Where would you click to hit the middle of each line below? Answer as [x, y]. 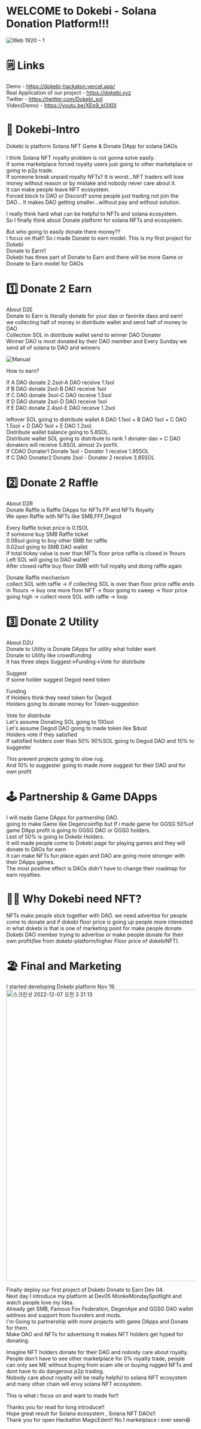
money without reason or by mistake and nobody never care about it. [91, 183]
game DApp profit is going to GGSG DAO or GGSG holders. [78, 830]
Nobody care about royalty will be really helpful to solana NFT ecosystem [97, 1378]
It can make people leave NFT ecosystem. [58, 189]
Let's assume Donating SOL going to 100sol [60, 721]
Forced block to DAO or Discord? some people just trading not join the [92, 196]
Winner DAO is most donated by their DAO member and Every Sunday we [97, 341]
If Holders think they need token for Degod [59, 697]
